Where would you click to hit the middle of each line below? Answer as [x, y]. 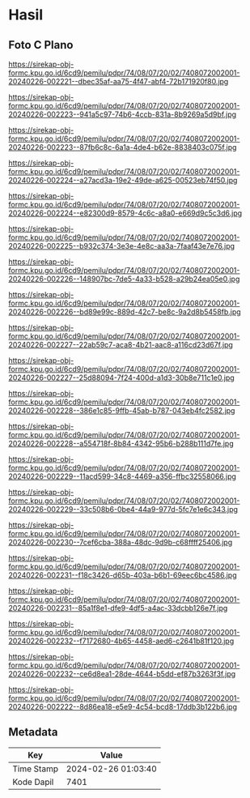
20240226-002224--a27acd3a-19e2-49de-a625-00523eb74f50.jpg [123, 180]
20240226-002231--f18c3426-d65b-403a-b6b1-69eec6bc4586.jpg [123, 575]
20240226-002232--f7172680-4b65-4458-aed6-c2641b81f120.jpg [121, 641]
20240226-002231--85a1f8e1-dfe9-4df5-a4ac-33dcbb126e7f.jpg [118, 608]
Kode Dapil [33, 782]
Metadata [33, 732]
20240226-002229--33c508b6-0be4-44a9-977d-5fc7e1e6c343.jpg [123, 509]
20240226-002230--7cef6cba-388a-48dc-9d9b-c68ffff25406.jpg [121, 542]
